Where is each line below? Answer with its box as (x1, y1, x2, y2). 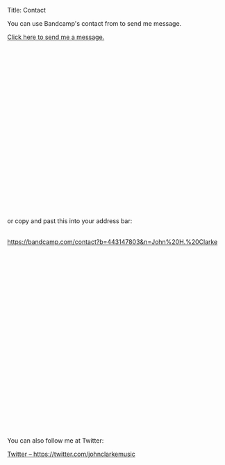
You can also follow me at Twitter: (7, 436, 104, 445)
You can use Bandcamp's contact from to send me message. (7, 20, 182, 27)
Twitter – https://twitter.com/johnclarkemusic (7, 450, 135, 458)
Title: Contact (7, 6, 47, 14)
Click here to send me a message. (7, 33, 105, 41)
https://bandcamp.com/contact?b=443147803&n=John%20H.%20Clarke (7, 238, 218, 246)
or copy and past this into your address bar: (7, 217, 133, 225)
